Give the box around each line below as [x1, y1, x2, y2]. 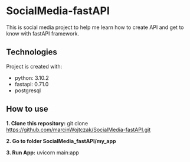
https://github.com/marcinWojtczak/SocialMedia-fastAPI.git [6, 126, 151, 133]
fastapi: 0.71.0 [14, 80, 49, 88]
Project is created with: [6, 63, 63, 70]
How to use [6, 104, 48, 114]
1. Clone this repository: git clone [6, 119, 89, 127]
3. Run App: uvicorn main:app [6, 149, 80, 156]
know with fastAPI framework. [6, 30, 80, 37]
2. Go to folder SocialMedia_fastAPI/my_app [6, 137, 116, 144]
